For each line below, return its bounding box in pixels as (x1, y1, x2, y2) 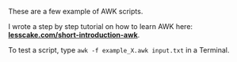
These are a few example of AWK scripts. (8, 7, 143, 16)
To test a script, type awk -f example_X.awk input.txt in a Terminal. (8, 46, 230, 54)
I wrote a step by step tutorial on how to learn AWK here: (8, 22, 193, 31)
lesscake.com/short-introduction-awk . (8, 31, 140, 39)
